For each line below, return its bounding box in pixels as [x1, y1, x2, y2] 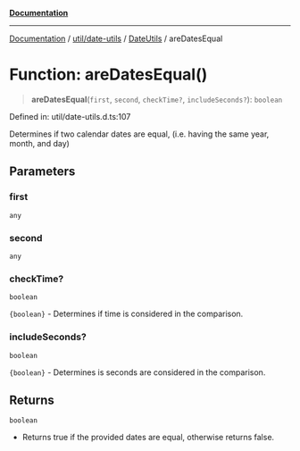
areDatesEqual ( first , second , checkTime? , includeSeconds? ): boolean [30, 94, 283, 104]
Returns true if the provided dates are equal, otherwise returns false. [21, 432, 275, 443]
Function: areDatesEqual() [9, 64, 208, 85]
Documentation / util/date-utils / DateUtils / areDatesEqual [9, 33, 223, 44]
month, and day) [9, 138, 70, 148]
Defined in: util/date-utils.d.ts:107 [9, 111, 131, 121]
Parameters [9, 164, 76, 180]
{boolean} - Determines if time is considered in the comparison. [9, 308, 244, 320]
